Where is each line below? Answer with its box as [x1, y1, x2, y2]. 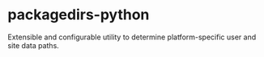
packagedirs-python [7, 6, 150, 24]
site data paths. [7, 40, 60, 50]
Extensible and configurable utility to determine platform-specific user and [7, 32, 257, 42]
